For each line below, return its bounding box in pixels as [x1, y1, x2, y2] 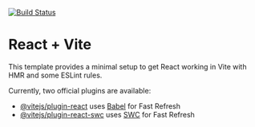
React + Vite [8, 36, 92, 54]
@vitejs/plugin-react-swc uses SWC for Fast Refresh [19, 109, 195, 119]
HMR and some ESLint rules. [8, 70, 103, 80]
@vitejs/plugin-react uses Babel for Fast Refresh [19, 101, 181, 111]
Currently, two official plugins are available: [8, 85, 152, 95]
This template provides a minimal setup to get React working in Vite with [8, 62, 247, 71]
